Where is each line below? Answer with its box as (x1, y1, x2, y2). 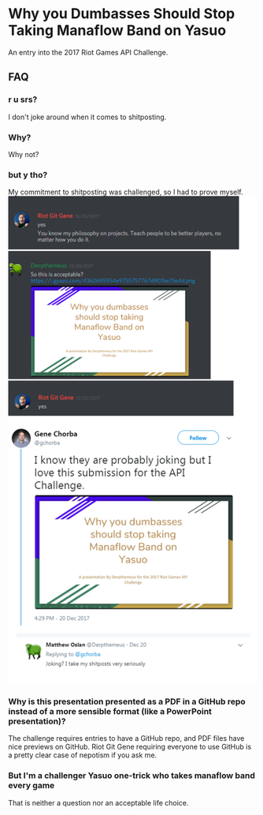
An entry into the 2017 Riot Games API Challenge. (8, 47, 169, 57)
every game (8, 780, 55, 791)
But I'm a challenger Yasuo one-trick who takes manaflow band (8, 770, 256, 781)
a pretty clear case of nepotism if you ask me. (8, 750, 157, 760)
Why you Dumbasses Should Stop (8, 5, 235, 23)
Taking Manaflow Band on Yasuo (8, 21, 227, 39)
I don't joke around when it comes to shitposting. (8, 112, 167, 122)
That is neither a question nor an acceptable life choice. (8, 798, 189, 807)
